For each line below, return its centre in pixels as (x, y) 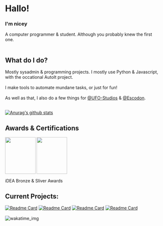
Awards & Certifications (42, 128)
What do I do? (26, 60)
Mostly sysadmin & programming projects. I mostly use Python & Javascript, (82, 72)
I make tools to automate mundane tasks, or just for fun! (61, 88)
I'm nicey (16, 24)
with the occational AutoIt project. (39, 77)
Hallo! (17, 9)
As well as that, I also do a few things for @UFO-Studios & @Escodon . (75, 98)
